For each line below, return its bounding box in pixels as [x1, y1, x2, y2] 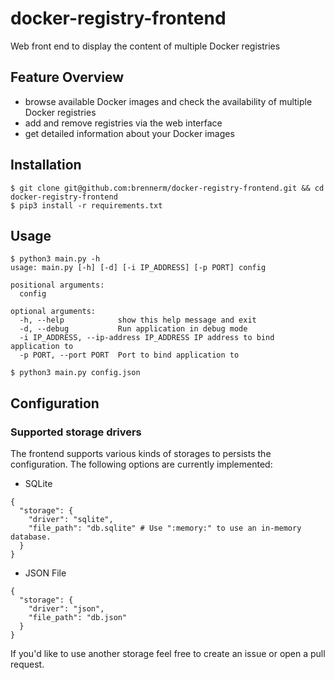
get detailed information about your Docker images [24, 127, 235, 139]
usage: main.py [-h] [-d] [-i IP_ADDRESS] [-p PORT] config [10, 263, 267, 273]
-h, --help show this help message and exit [19, 315, 257, 326]
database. [10, 532, 52, 542]
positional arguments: [10, 280, 105, 291]
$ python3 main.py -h [10, 254, 101, 264]
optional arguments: [10, 307, 97, 317]
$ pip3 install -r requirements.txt [10, 200, 163, 211]
